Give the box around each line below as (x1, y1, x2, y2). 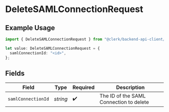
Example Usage (5, 24, 55, 32)
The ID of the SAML (99, 92, 146, 99)
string (53, 95, 68, 102)
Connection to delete (99, 99, 149, 106)
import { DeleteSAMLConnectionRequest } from (5, 37, 102, 42)
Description (116, 84, 145, 91)
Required (72, 84, 95, 91)
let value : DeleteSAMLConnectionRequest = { (5, 46, 100, 51)
